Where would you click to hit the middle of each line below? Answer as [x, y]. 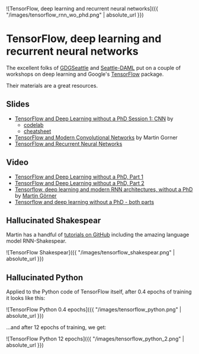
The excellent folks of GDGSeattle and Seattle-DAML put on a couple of [94, 68]
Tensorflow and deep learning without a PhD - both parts [84, 202]
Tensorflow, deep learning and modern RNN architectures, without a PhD [104, 189]
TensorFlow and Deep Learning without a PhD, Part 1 [79, 177]
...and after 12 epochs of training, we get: [56, 327]
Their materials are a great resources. [52, 85]
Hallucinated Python [45, 277]
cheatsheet [37, 131]
